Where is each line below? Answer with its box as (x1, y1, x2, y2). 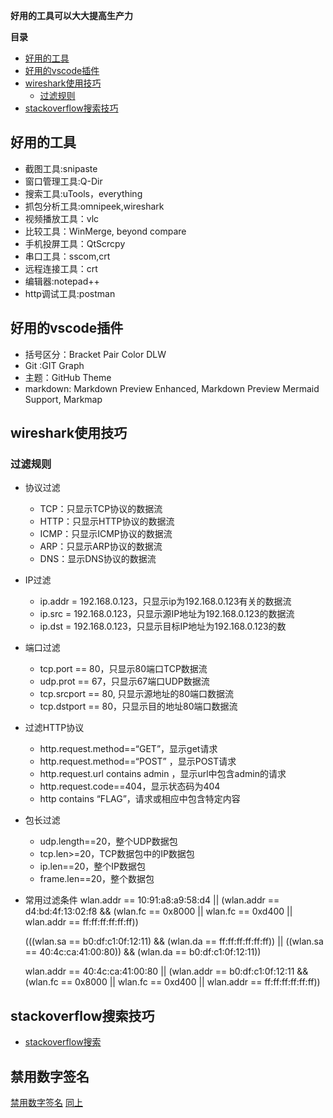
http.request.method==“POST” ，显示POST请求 (39, 755, 237, 768)
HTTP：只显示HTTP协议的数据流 (39, 515, 175, 528)
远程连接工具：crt (24, 262, 98, 274)
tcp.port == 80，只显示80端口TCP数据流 (39, 663, 208, 675)
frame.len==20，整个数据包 (39, 873, 155, 885)
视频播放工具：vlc (24, 212, 100, 224)
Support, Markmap (24, 393, 103, 405)
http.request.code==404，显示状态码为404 (39, 780, 221, 793)
